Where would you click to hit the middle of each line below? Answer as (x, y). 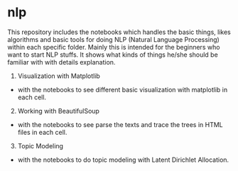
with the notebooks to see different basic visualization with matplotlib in (123, 89)
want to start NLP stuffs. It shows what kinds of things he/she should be (113, 55)
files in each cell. (42, 132)
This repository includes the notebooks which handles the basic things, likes (119, 32)
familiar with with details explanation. (61, 62)
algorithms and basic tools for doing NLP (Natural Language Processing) (114, 39)
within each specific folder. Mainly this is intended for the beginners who (114, 47)
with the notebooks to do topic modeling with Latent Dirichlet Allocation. (123, 160)
